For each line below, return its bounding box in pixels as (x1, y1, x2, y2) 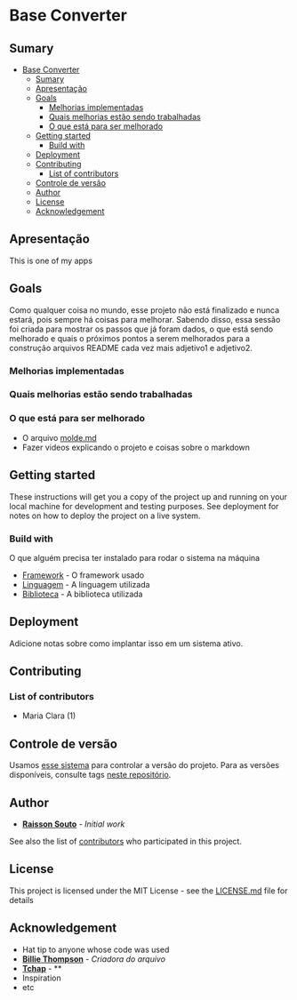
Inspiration (21, 972, 61, 983)
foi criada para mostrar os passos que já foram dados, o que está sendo (9, 324, 274, 334)
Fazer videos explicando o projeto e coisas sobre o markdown (21, 442, 251, 452)
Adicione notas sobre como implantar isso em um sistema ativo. (9, 637, 244, 649)
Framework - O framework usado (21, 570, 145, 580)
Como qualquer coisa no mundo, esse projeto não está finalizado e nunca (9, 304, 280, 316)
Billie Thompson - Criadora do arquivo (21, 953, 166, 964)
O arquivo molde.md (21, 432, 98, 443)
